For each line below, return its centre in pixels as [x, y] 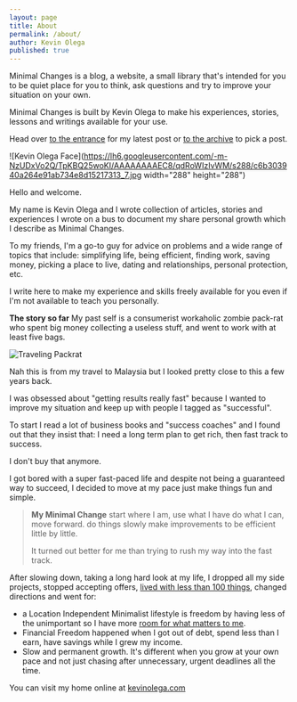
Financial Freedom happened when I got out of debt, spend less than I [150, 633]
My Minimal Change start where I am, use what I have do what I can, [157, 515]
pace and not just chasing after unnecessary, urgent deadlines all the [148, 661]
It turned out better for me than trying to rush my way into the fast [152, 551]
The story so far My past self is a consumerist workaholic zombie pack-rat [146, 318]
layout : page [33, 17]
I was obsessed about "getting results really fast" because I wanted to [138, 398]
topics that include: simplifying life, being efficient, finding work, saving [140, 256]
